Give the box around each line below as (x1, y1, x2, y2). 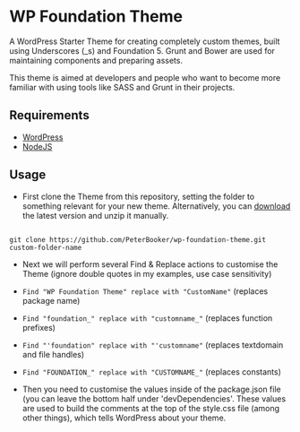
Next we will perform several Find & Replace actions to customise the (21, 258, 279, 270)
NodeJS (21, 141, 53, 151)
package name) (21, 295, 81, 306)
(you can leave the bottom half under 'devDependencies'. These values (21, 393, 287, 404)
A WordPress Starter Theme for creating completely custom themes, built (9, 36, 280, 47)
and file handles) (21, 349, 85, 359)
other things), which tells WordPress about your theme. (21, 412, 227, 423)
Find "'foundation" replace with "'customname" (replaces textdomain (21, 339, 284, 350)
